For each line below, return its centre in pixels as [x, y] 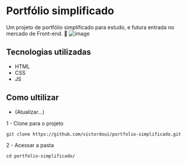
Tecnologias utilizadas [49, 52]
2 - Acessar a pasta [30, 145]
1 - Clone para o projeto [35, 123]
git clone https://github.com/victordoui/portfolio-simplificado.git [94, 134]
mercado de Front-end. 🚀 [37, 33]
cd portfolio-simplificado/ [41, 156]
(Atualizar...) [29, 112]
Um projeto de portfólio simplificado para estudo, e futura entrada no [90, 27]
